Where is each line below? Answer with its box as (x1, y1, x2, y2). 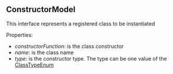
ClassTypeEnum (14, 61, 54, 68)
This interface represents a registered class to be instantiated (6, 20, 155, 27)
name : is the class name (14, 49, 74, 56)
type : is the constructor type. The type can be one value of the (14, 55, 167, 62)
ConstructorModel (6, 5, 76, 15)
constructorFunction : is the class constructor (14, 43, 124, 50)
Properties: (6, 31, 34, 38)
